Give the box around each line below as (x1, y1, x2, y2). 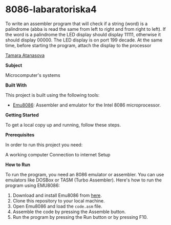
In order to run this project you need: (5, 141, 83, 148)
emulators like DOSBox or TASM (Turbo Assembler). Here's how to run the (5, 177, 162, 183)
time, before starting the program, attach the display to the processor (5, 42, 152, 48)
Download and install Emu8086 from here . (12, 192, 102, 198)
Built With (5, 82, 27, 88)
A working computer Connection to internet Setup (5, 151, 111, 157)
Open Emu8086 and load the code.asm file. (12, 203, 102, 209)
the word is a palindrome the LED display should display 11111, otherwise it (5, 31, 161, 37)
